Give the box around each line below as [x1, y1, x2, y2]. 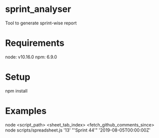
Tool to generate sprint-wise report [5, 20, 77, 26]
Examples [5, 106, 47, 117]
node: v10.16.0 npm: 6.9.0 [5, 54, 57, 60]
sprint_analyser [5, 3, 71, 15]
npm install [5, 88, 28, 94]
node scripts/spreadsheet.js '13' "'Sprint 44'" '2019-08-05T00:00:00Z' [5, 127, 151, 133]
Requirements [5, 37, 65, 49]
